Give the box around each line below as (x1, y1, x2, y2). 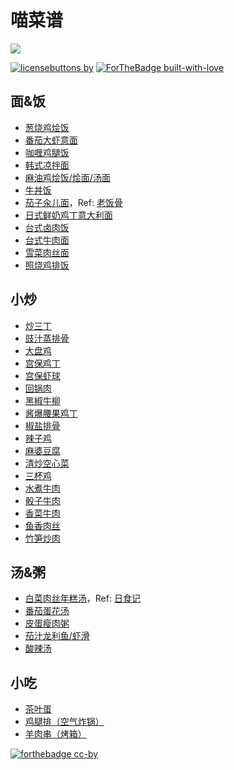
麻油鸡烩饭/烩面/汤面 (24, 171, 111, 183)
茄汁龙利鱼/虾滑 (24, 630, 90, 642)
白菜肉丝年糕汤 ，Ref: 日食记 (24, 592, 141, 605)
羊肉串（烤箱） (24, 728, 87, 740)
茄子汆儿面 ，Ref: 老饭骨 (24, 196, 123, 208)
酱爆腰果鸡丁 (24, 407, 78, 419)
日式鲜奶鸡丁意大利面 (24, 209, 113, 221)
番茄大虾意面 (24, 134, 78, 146)
